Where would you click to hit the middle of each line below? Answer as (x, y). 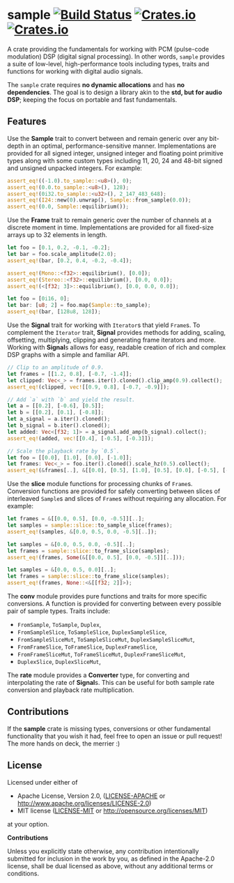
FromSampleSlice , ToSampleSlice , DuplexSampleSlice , (92, 632)
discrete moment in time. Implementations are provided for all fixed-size (110, 227)
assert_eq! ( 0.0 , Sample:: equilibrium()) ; (68, 207)
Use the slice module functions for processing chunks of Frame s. (100, 484)
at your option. (28, 824)
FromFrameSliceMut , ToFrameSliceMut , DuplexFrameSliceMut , (101, 654)
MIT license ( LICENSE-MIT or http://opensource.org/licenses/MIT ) (112, 810)
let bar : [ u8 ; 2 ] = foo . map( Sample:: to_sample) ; (79, 305)
